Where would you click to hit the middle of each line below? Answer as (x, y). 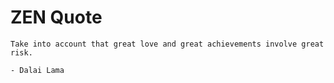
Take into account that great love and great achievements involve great (167, 44)
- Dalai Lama (37, 70)
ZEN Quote (56, 17)
